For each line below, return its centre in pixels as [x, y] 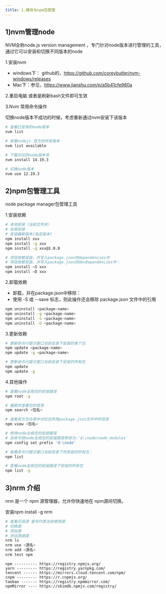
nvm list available [26, 146]
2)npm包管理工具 [32, 191]
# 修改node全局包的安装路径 [31, 433]
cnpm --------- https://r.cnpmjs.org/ [46, 577]
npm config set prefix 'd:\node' [41, 443]
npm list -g [18, 471]
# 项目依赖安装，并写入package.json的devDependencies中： [63, 262]
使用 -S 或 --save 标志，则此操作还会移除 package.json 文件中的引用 [84, 299]
